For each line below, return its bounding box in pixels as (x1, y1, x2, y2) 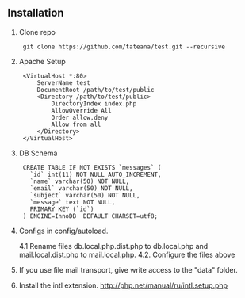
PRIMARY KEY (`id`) (29, 205, 94, 213)
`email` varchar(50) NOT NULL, (29, 184, 133, 193)
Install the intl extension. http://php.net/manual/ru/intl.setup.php (18, 281, 228, 290)
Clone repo (18, 27, 56, 36)
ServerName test (36, 78, 90, 86)
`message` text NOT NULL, (29, 198, 116, 206)
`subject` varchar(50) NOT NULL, (29, 191, 140, 199)
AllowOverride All (51, 106, 112, 114)
